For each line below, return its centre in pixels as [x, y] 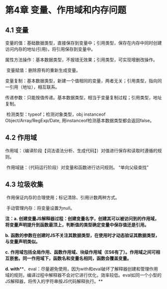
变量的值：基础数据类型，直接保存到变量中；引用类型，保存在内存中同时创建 [83, 43]
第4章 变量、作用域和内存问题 [66, 10]
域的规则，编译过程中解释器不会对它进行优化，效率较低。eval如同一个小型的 [83, 275]
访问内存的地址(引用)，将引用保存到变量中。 [50, 49]
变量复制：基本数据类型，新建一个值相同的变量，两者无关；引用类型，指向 [81, 81]
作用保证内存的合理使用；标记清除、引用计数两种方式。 [63, 197]
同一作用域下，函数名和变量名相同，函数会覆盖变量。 [77, 258]
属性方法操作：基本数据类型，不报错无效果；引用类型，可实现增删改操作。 [81, 60]
